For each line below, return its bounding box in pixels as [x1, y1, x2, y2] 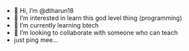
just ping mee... [13, 36, 58, 44]
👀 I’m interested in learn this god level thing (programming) [13, 14, 183, 22]
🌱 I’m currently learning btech [13, 21, 99, 29]
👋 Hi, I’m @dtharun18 [13, 7, 74, 14]
